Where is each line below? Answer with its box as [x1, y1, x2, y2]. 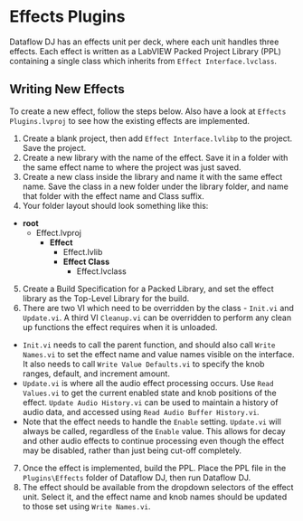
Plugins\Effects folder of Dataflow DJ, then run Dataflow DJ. [22, 472, 251, 483]
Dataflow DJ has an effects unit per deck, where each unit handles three [9, 36, 279, 47]
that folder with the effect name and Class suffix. [22, 190, 205, 201]
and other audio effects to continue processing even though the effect [22, 435, 285, 446]
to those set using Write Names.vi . [22, 500, 151, 512]
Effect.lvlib [62, 246, 103, 257]
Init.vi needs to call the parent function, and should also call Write [22, 339, 276, 350]
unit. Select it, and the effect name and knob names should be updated [22, 491, 288, 502]
